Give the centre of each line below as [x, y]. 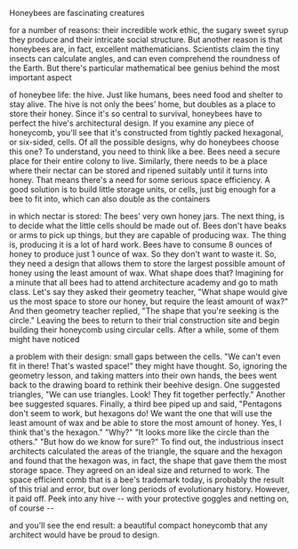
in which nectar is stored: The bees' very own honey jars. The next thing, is [147, 216]
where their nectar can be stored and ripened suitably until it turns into [139, 170]
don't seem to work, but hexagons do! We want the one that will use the [141, 413]
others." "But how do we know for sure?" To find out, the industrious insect [147, 442]
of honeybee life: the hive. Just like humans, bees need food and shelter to [146, 94]
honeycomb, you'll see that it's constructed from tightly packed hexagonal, [146, 132]
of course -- [32, 508]
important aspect [40, 78]
